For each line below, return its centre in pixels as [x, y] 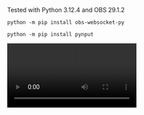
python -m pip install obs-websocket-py [66, 23]
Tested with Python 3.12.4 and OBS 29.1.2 [66, 10]
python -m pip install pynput [51, 34]
